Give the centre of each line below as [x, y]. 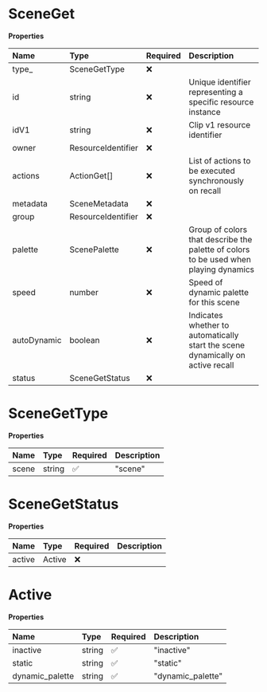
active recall [211, 365]
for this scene [214, 302]
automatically [214, 335]
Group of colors [218, 230]
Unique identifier [220, 82]
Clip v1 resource [220, 124]
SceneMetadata [99, 203]
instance [205, 112]
